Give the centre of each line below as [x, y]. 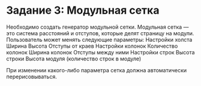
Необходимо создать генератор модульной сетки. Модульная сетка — [97, 27]
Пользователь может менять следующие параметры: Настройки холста [99, 39]
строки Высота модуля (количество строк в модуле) [74, 59]
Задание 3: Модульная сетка [83, 10]
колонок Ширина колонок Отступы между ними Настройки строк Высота [100, 52]
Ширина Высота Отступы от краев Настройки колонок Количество [92, 46]
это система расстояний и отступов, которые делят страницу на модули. [100, 33]
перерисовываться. [31, 76]
